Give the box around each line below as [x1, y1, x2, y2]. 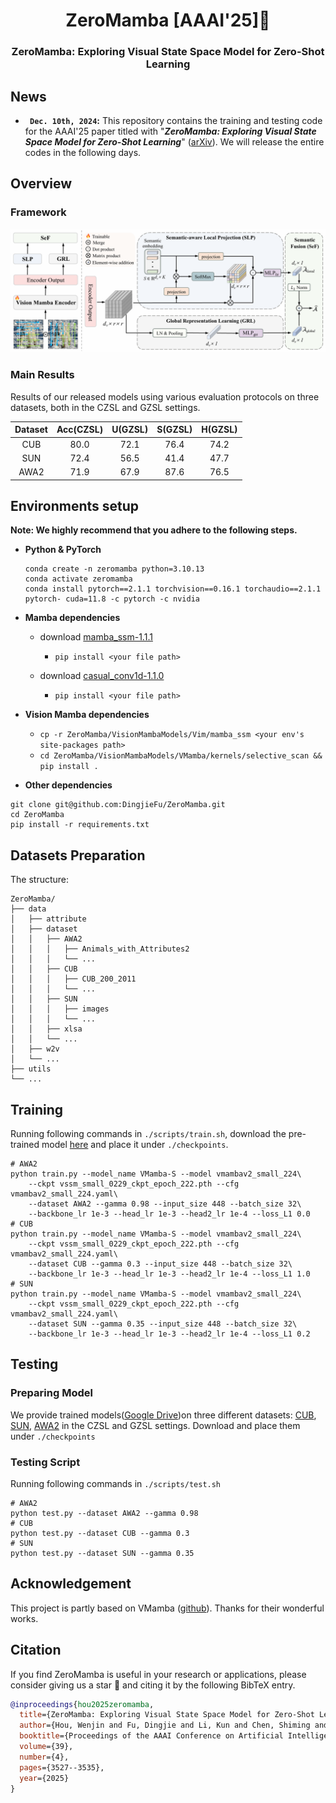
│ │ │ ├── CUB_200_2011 [10, 974, 137, 984]
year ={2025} [19, 1773, 70, 1783]
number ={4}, [19, 1752, 70, 1762]
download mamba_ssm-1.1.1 [39, 631, 153, 643]
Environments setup [10, 497, 140, 514]
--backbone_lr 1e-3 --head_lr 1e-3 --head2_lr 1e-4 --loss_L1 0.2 [28, 1329, 311, 1339]
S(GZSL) [156, 424, 193, 436]
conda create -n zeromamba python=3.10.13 [24, 564, 205, 574]
